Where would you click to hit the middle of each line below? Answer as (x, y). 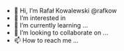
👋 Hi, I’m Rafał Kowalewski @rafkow (65, 11)
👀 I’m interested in (40, 18)
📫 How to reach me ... (46, 40)
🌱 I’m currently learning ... (51, 25)
